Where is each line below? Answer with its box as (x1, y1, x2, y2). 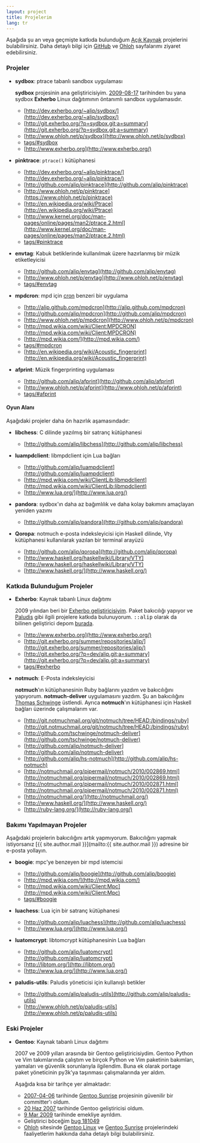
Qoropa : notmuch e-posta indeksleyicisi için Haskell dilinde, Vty (14, 530, 173, 537)
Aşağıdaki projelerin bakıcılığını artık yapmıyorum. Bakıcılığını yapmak (6, 835, 177, 842)
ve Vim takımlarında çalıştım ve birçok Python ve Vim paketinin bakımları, (14, 1056, 195, 1063)
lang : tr (6, 20, 28, 26)
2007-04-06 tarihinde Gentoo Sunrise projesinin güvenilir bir (23, 1092, 174, 1099)
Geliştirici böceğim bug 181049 (23, 1117, 100, 1124)
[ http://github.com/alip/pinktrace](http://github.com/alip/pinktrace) (23, 181, 188, 188)
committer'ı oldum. (23, 1098, 70, 1105)
